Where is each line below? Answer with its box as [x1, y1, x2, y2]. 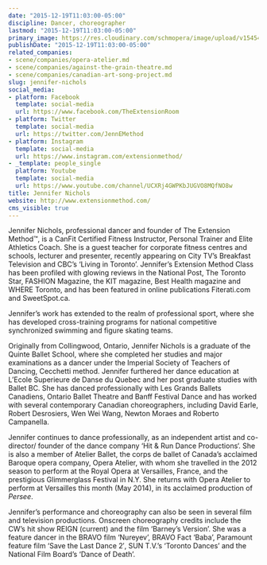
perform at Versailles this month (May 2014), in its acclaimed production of [8, 483, 253, 493]
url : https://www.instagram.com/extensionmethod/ [15, 152, 183, 160]
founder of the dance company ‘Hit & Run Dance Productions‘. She [37, 441, 256, 450]
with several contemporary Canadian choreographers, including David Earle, [8, 400, 258, 410]
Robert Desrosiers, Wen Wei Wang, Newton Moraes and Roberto [8, 409, 219, 419]
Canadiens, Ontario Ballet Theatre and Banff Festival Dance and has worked [8, 392, 257, 402]
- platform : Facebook [8, 93, 80, 101]
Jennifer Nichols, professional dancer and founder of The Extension [8, 226, 230, 236]
